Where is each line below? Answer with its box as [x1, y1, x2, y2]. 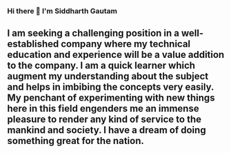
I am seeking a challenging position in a [7, 28, 179, 39]
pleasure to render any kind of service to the [7, 114, 202, 125]
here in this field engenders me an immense [7, 103, 199, 114]
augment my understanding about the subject [7, 70, 209, 82]
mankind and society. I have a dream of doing [7, 124, 206, 136]
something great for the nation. [7, 135, 145, 147]
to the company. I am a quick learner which [7, 60, 195, 72]
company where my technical [61, 38, 191, 50]
